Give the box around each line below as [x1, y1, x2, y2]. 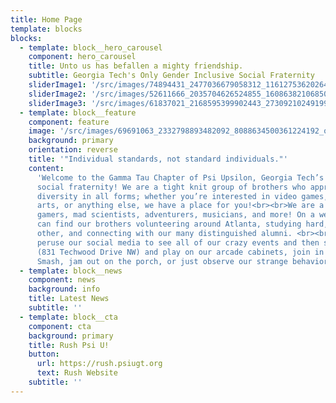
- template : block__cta [19, 312, 118, 322]
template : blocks [10, 24, 83, 34]
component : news [28, 275, 97, 285]
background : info [28, 284, 101, 295]
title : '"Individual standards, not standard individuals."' [28, 154, 288, 164]
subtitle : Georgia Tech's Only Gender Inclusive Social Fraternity [28, 71, 315, 81]
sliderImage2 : [28, 89, 87, 99]
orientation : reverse [28, 145, 118, 155]
